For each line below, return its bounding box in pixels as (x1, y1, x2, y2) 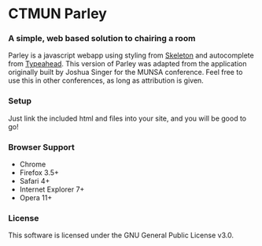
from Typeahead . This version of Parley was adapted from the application (8, 59, 247, 69)
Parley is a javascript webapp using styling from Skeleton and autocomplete (8, 50, 254, 60)
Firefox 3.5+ (19, 168, 59, 177)
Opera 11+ (19, 193, 53, 203)
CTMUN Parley (8, 5, 108, 23)
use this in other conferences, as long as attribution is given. (8, 76, 205, 85)
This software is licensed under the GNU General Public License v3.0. (8, 230, 234, 240)
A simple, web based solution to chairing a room (8, 33, 196, 44)
